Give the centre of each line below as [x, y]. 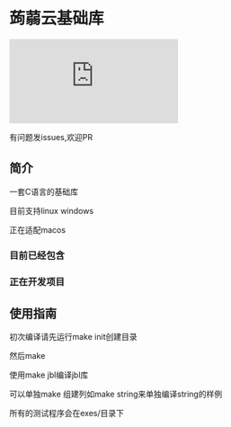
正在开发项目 [37, 281]
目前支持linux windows [52, 210]
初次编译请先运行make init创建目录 [73, 337]
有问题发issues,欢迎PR [51, 137]
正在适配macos [37, 229]
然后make [27, 356]
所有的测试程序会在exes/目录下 [67, 414]
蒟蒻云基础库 [57, 18]
